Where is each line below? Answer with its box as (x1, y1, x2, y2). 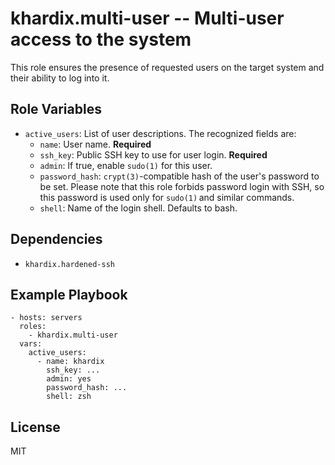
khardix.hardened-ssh (24, 259, 115, 269)
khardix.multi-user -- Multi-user (10, 7, 285, 30)
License (10, 418, 61, 436)
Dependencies (10, 231, 103, 248)
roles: (19, 322, 47, 332)
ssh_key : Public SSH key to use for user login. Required (39, 148, 268, 161)
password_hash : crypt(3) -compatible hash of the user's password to (39, 170, 320, 182)
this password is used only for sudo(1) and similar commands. (39, 191, 295, 203)
